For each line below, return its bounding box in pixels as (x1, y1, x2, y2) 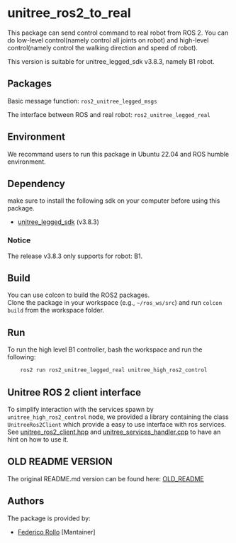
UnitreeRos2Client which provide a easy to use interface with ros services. (7, 420, 227, 428)
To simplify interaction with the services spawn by (7, 405, 154, 413)
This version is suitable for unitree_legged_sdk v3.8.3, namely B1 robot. (7, 57, 215, 65)
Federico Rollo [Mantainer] (17, 527, 96, 536)
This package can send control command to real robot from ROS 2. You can (7, 28, 229, 37)
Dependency (7, 177, 65, 189)
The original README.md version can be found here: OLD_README (7, 474, 204, 483)
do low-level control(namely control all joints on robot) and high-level (7, 35, 209, 44)
